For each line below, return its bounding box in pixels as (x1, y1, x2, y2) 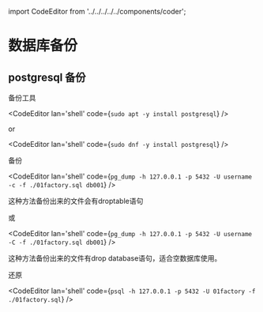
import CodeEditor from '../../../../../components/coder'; (8, 7, 186, 16)
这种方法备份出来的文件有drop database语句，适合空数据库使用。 (8, 254, 222, 263)
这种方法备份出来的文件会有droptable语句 (8, 197, 144, 205)
